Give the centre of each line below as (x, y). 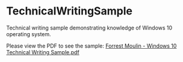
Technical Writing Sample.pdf (43, 52)
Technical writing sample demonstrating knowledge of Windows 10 (89, 28)
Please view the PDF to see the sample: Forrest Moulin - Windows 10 (91, 46)
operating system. (29, 34)
